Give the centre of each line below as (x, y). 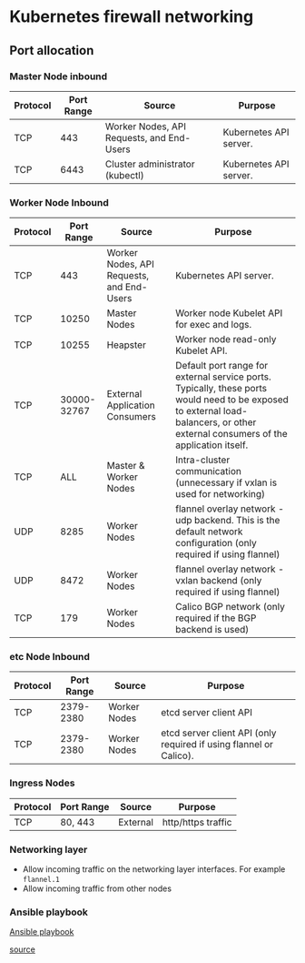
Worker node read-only (226, 340)
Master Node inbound (59, 76)
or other (239, 422)
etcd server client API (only (218, 733)
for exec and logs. (214, 325)
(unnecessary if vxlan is (226, 482)
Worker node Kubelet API (229, 313)
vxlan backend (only (219, 581)
